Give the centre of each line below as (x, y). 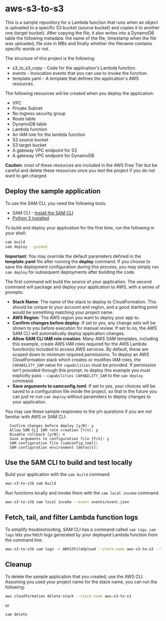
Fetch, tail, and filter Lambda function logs (72, 518)
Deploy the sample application (53, 191)
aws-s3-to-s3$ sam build (31, 484)
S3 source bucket (30, 140)
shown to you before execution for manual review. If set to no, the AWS (84, 328)
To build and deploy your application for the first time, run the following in (80, 227)
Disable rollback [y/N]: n (37, 434)
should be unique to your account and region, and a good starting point (85, 307)
